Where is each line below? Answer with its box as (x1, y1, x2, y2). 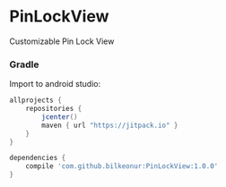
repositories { (25, 105, 83, 114)
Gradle (9, 58, 39, 71)
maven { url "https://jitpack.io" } (41, 121, 178, 130)
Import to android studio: (9, 79, 101, 89)
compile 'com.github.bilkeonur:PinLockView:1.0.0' (25, 162, 219, 171)
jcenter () (41, 112, 78, 122)
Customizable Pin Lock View (9, 36, 115, 47)
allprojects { (9, 96, 63, 105)
